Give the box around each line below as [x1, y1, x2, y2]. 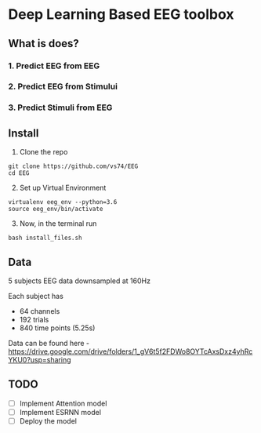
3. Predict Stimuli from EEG [8, 102, 113, 113]
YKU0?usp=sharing [8, 355, 72, 364]
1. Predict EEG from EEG [8, 60, 100, 71]
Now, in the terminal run [19, 219, 97, 228]
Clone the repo [19, 147, 68, 157]
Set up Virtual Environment [19, 183, 107, 193]
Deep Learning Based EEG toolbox [8, 5, 234, 24]
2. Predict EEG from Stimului [8, 81, 118, 92]
